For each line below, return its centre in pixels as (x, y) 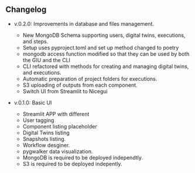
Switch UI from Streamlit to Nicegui (65, 91)
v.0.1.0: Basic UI (33, 103)
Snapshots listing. (44, 139)
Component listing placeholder (60, 126)
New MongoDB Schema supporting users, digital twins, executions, (104, 35)
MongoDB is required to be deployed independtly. (83, 157)
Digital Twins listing (46, 133)
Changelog (26, 10)
